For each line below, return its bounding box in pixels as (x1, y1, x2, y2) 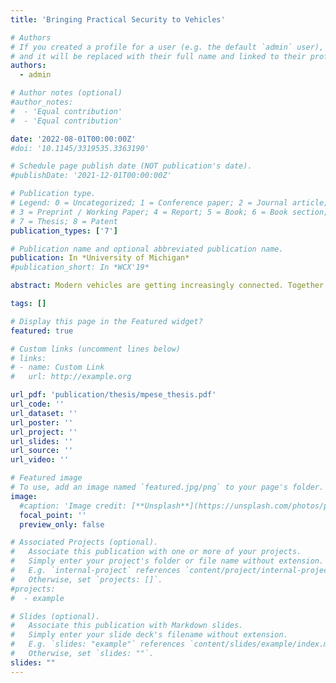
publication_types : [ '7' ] (10, 226, 118, 236)
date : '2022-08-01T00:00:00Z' (10, 134, 137, 144)
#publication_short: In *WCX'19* (10, 262, 150, 273)
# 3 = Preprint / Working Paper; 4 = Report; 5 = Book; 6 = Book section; (10, 207, 329, 217)
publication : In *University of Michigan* (10, 253, 190, 263)
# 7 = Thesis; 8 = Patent (10, 216, 118, 226)
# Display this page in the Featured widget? (10, 316, 203, 326)
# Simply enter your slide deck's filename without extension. (10, 630, 288, 640)
